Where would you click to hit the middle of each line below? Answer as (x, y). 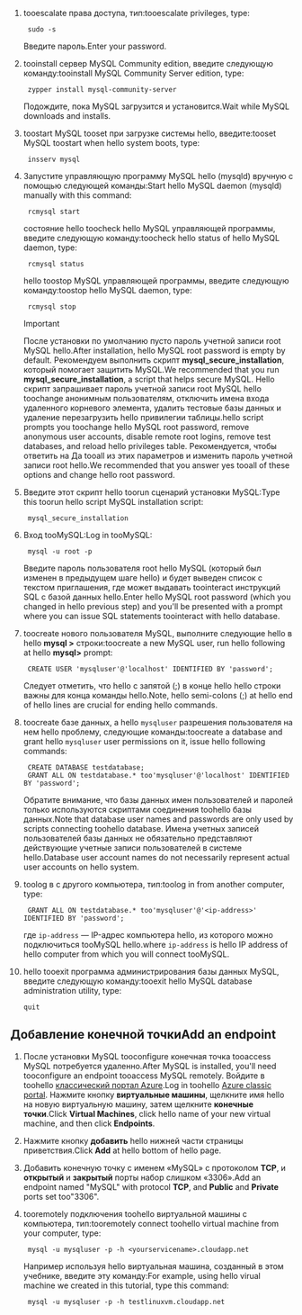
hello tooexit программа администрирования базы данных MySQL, (151, 972)
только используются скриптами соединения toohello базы (138, 810)
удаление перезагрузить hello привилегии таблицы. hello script (143, 417)
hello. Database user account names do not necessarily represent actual (156, 857)
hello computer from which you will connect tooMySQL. (126, 954)
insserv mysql (54, 159)
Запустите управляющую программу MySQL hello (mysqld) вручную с (158, 176)
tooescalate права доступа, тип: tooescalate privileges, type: (136, 13)
